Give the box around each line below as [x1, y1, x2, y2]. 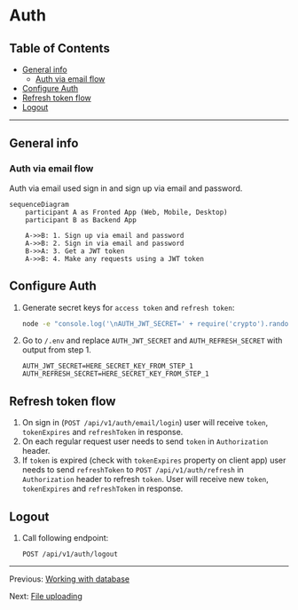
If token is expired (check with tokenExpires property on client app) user [21, 455, 286, 466]
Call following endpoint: [21, 533, 109, 543]
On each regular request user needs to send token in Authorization [21, 436, 269, 447]
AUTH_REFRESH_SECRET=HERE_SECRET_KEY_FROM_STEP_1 [21, 369, 210, 378]
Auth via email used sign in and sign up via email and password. [9, 183, 243, 194]
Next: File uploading [9, 591, 82, 601]
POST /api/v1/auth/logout [21, 550, 118, 559]
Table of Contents [9, 41, 111, 56]
